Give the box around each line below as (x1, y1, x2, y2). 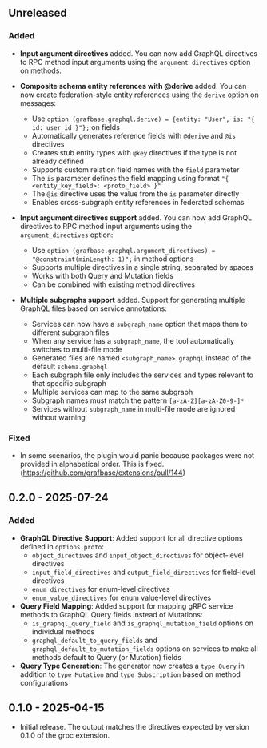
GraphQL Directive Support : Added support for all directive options (19, 533, 243, 543)
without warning (31, 412, 86, 422)
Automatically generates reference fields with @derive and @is (31, 131, 236, 140)
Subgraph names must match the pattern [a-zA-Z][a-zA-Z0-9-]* (31, 396, 245, 405)
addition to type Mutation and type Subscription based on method (19, 669, 241, 679)
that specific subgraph (31, 378, 106, 388)
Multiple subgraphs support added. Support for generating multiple (19, 295, 245, 304)
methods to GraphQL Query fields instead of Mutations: (19, 609, 203, 619)
